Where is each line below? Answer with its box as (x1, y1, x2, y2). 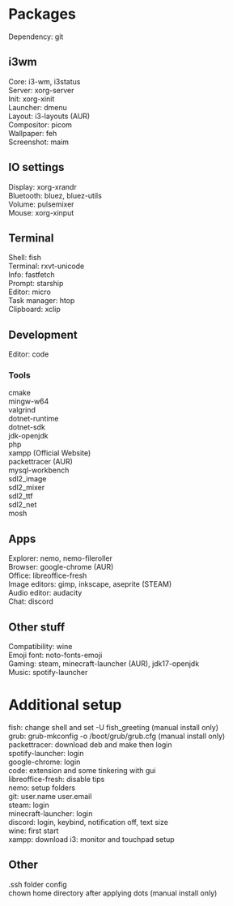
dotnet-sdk (8, 422, 46, 432)
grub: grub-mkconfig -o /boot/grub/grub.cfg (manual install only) (8, 731, 226, 741)
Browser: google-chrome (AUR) (8, 562, 114, 572)
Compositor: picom (8, 119, 73, 130)
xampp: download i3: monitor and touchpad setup (8, 835, 176, 844)
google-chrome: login (8, 757, 81, 767)
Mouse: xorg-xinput (8, 207, 74, 217)
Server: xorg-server (8, 85, 74, 95)
